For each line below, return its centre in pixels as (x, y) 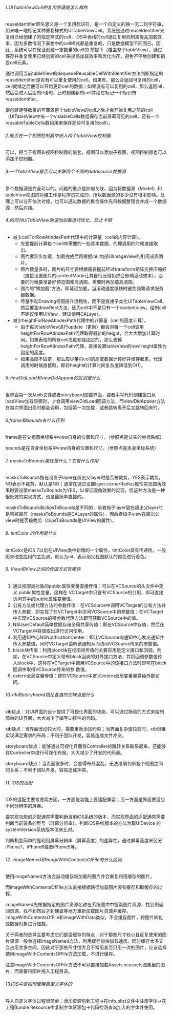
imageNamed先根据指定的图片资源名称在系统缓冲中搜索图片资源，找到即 (82, 905)
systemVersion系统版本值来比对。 (41, 829)
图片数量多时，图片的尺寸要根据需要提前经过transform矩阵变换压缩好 (93, 269)
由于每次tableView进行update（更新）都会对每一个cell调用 (82, 327)
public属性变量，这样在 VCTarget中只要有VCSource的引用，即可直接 (91, 592)
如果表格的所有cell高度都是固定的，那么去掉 (76, 339)
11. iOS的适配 (19, 783)
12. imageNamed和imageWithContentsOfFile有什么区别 (63, 859)
